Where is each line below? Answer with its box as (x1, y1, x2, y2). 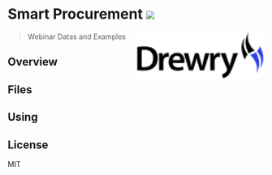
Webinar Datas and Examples (27, 32, 127, 41)
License (7, 138, 49, 152)
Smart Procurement (7, 5, 144, 23)
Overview (7, 55, 58, 69)
